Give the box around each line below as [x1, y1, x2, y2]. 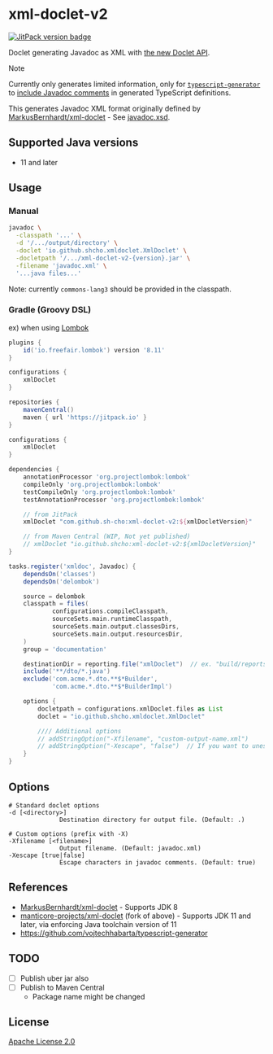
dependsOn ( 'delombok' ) [23, 577, 100, 586]
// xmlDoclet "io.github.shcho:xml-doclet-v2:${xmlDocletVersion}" [23, 540, 256, 549]
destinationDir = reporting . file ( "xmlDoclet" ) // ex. [23, 660, 213, 668]
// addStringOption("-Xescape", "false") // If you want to [37, 742, 249, 750]
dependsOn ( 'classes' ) [23, 570, 96, 578]
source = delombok [23, 592, 85, 601]
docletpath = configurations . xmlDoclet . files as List [37, 705, 223, 713]
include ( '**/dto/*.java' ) [23, 667, 111, 676]
